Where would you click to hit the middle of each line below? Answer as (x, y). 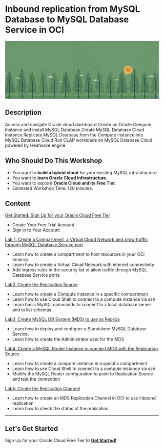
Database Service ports (36, 275)
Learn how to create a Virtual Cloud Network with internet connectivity (83, 265)
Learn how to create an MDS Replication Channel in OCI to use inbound (84, 398)
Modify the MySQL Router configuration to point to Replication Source (82, 374)
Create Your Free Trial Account (43, 225)
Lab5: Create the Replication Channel (42, 389)
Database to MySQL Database (67, 19)
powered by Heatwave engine (35, 145)
